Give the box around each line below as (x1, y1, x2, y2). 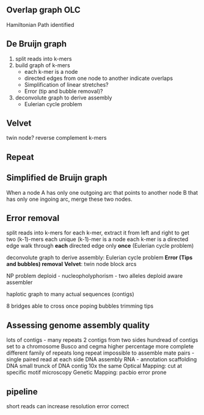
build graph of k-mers (15, 61, 70, 69)
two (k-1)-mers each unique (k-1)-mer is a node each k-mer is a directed (6, 236, 189, 243)
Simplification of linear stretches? (24, 81, 109, 88)
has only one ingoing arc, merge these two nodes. (6, 195, 133, 203)
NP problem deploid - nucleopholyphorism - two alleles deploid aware (6, 272, 183, 280)
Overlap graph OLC (6, 5, 81, 15)
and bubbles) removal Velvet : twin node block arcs (6, 261, 137, 268)
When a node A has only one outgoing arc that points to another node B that (6, 189, 199, 196)
